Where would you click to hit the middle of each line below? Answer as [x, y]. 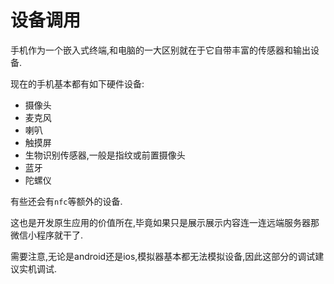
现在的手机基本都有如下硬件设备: [77, 83]
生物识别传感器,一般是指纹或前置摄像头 [105, 155]
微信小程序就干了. [47, 235]
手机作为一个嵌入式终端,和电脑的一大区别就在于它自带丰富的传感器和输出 [161, 50]
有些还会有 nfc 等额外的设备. [66, 201]
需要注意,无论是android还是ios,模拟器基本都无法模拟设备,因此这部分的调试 [163, 256]
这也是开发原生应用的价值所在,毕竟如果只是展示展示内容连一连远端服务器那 [165, 222]
